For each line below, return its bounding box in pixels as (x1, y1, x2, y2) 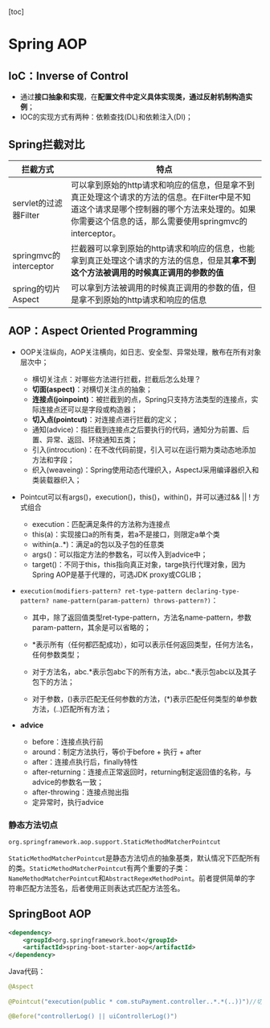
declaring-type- (186, 587, 240, 595)
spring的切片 (12, 283, 61, 294)
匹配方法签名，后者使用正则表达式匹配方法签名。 (22, 883, 185, 893)
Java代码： (8, 967, 46, 976)
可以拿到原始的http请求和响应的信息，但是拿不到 (71, 179, 256, 190)
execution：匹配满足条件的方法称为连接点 (31, 519, 170, 529)
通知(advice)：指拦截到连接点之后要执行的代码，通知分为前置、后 (31, 425, 250, 434)
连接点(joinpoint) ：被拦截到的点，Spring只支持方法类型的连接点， (31, 394, 252, 404)
